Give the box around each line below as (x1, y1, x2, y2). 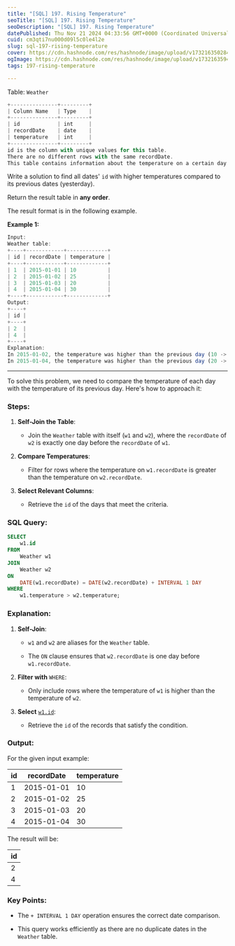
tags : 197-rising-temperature (7, 62, 96, 69)
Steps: (7, 402, 30, 411)
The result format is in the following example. (7, 207, 138, 216)
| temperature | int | (7, 134, 92, 141)
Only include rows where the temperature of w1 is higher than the (27, 686, 215, 695)
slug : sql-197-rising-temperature (7, 43, 108, 50)
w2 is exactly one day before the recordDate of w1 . (27, 439, 170, 447)
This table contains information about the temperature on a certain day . (7, 160, 230, 167)
